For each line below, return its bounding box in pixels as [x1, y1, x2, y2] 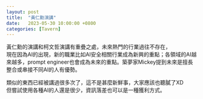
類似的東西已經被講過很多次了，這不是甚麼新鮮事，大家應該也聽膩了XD [6, 79, 184, 86]
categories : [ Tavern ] [6, 26, 61, 32]
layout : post [6, 9, 39, 15]
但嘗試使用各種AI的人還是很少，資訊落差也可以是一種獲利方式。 [6, 86, 165, 94]
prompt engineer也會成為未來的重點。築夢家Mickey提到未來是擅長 [27, 58, 193, 66]
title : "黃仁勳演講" [6, 15, 56, 21]
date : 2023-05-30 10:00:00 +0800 [6, 20, 96, 26]
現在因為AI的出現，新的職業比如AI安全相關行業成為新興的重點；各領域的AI [6, 51, 192, 58]
